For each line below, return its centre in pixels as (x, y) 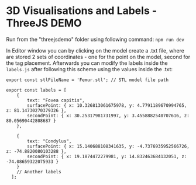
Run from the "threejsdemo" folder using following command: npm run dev (95, 39)
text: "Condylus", (49, 141)
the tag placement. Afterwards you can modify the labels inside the (87, 63)
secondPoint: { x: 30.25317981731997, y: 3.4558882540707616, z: (109, 116)
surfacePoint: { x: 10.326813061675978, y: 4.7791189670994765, (107, 105)
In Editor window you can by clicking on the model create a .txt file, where (95, 50)
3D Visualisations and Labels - (82, 11)
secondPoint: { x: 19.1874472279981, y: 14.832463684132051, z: (107, 156)
